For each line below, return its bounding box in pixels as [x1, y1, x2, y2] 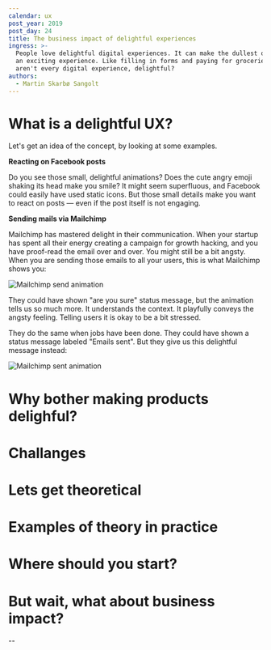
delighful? [8, 406, 78, 425]
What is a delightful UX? [8, 114, 173, 133]
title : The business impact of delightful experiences [8, 34, 197, 43]
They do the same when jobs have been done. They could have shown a [8, 329, 249, 338]
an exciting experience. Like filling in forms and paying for [15, 57, 232, 66]
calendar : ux [8, 11, 52, 20]
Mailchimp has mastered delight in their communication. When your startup [8, 230, 259, 240]
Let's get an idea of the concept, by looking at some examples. [8, 141, 218, 151]
